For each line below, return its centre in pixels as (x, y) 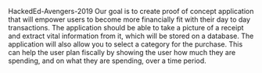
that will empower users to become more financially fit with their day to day (129, 19)
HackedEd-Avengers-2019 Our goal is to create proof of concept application (131, 11)
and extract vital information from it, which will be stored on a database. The (131, 36)
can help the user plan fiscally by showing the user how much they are (122, 52)
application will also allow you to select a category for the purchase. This (126, 44)
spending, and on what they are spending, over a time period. (108, 61)
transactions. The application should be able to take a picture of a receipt (126, 28)
